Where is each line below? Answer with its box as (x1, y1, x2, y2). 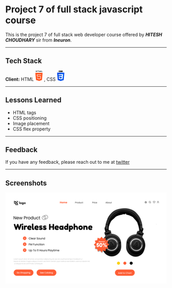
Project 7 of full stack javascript (5, 4, 143, 15)
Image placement (12, 120, 50, 126)
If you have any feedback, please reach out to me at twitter (5, 159, 130, 165)
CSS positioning (12, 114, 47, 121)
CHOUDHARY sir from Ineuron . (5, 37, 72, 43)
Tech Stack (5, 56, 42, 65)
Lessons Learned (5, 96, 61, 105)
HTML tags (12, 109, 37, 116)
